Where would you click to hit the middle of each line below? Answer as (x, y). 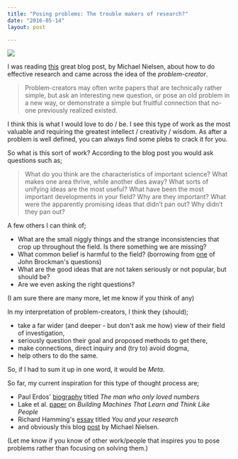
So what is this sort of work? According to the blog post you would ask (110, 153)
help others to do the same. (58, 356)
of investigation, (41, 333)
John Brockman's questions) (59, 262)
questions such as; (35, 161)
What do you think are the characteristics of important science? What (126, 174)
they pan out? (45, 212)
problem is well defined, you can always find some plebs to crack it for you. (118, 140)
